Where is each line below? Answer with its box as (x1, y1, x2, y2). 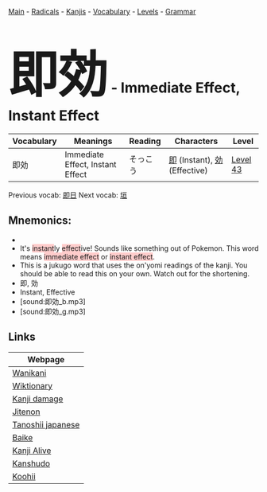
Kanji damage (12, 393, 64, 404)
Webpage (27, 353, 65, 365)
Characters (174, 135, 219, 146)
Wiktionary (12, 380, 53, 391)
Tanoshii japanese (12, 419, 80, 430)
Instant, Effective (19, 287, 75, 297)
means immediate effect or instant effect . (19, 252, 155, 261)
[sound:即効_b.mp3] (19, 296, 86, 306)
